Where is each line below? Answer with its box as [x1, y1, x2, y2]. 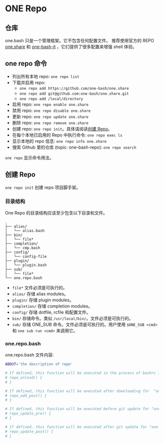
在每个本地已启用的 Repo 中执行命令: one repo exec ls [12, 132, 123, 138]
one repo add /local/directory [19, 96, 83, 101]
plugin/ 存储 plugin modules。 [12, 297, 74, 303]
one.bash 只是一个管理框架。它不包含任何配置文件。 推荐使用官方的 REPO [5, 38, 154, 43]
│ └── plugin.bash [5, 262, 47, 267]
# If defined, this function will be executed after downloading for [5, 389, 150, 393]
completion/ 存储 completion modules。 [12, 303, 93, 309]
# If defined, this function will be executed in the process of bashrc [5, 371, 156, 376]
